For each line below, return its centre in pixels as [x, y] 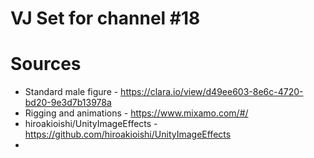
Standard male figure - [71, 92]
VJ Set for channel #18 [105, 18]
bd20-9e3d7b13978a [68, 103]
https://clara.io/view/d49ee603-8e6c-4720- [212, 92]
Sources [46, 64]
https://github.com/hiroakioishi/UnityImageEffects [128, 134]
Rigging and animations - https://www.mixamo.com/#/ [136, 113]
